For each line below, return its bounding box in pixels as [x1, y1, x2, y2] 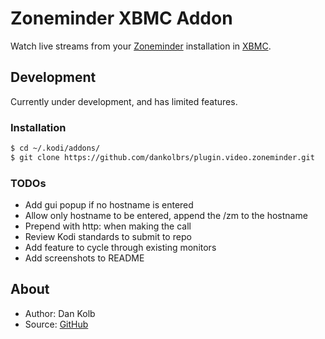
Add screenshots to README [24, 252, 145, 264]
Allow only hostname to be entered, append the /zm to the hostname [24, 210, 308, 222]
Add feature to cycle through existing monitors [24, 242, 217, 254]
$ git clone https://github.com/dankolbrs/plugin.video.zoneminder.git [10, 152, 315, 162]
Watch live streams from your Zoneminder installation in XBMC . [10, 40, 272, 52]
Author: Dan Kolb [24, 307, 96, 319]
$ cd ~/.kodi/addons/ [10, 143, 101, 154]
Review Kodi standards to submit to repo [24, 231, 192, 243]
